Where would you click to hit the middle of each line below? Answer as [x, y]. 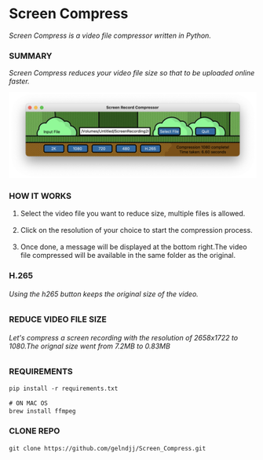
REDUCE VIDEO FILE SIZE [58, 319]
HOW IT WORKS [40, 196]
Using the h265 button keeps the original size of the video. [104, 294]
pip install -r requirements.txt [64, 389]
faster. [19, 81]
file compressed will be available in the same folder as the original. [128, 255]
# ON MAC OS [28, 403]
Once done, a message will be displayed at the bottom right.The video [133, 247]
